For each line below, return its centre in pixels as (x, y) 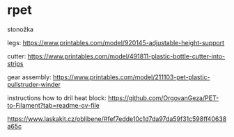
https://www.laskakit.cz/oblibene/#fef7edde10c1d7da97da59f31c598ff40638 (117, 119)
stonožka (20, 29)
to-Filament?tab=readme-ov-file (53, 105)
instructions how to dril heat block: (57, 98)
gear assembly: (29, 77)
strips (15, 63)
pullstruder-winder (34, 84)
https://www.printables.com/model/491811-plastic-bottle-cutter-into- (126, 56)
